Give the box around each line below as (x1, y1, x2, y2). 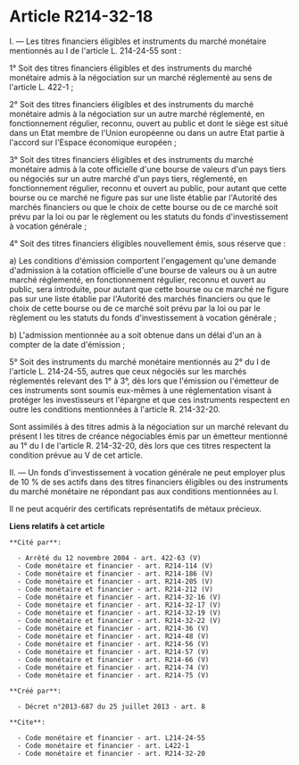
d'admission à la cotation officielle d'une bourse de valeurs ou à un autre (9, 265, 278, 275)
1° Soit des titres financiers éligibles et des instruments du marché (9, 63, 253, 73)
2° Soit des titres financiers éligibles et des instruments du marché (9, 98, 254, 109)
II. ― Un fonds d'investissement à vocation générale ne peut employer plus (9, 467, 286, 477)
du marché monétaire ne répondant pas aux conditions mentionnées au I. (9, 485, 278, 497)
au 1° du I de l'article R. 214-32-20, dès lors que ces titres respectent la (9, 440, 271, 450)
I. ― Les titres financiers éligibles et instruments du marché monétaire (9, 36, 267, 46)
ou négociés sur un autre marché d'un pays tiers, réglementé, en (9, 172, 248, 184)
